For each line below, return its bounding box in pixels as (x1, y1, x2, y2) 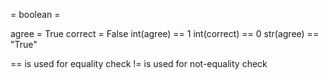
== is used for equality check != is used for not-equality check (10, 58, 268, 69)
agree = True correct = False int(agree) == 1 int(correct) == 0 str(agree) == (10, 28, 320, 39)
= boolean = (10, 9, 61, 20)
